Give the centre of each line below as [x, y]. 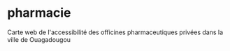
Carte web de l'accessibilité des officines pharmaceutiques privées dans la [115, 32]
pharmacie [39, 13]
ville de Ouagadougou [39, 39]
